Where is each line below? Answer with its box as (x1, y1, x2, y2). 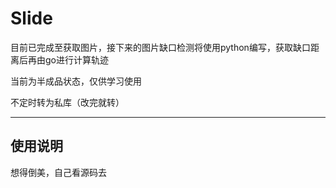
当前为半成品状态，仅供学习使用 (10, 75, 142, 87)
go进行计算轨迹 (44, 53, 109, 66)
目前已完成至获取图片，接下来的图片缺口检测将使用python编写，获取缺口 (10, 41, 311, 53)
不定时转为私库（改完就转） (10, 96, 125, 108)
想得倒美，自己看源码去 (10, 166, 107, 178)
